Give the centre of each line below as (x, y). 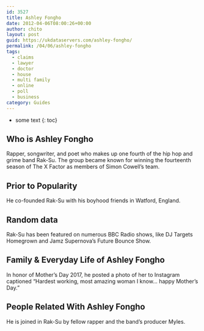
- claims (23, 57)
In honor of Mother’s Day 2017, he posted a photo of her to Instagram (93, 274)
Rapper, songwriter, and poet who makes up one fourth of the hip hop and (100, 154)
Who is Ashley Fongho (50, 139)
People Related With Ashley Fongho (76, 307)
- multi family (31, 80)
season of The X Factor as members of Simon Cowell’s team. (83, 167)
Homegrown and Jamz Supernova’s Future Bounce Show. (79, 241)
